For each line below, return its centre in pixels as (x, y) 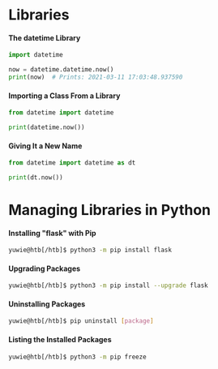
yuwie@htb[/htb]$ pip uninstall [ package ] (81, 321)
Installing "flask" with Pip (52, 233)
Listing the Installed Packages (60, 339)
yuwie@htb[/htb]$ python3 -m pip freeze (78, 357)
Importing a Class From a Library (64, 96)
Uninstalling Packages (47, 304)
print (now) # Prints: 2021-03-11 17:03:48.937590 (96, 77)
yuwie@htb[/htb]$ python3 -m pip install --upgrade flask (108, 285)
